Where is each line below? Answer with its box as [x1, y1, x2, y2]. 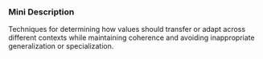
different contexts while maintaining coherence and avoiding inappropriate [8, 33, 255, 42]
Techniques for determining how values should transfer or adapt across [8, 25, 246, 34]
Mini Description [8, 6, 75, 18]
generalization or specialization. [8, 41, 114, 51]
